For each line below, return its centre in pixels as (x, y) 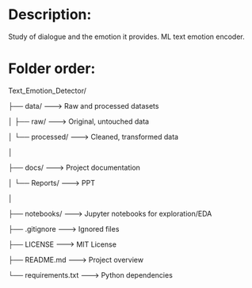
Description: (50, 15)
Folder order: (52, 69)
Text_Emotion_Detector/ (48, 90)
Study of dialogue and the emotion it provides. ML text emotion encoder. (126, 36)
